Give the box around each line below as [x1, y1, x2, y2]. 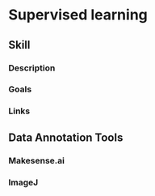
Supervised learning [8, 6, 148, 24]
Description [8, 62, 56, 74]
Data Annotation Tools [8, 130, 124, 144]
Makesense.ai [8, 155, 65, 166]
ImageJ [8, 177, 39, 188]
